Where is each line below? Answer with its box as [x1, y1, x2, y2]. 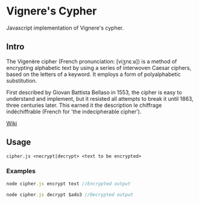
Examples [6, 167, 36, 176]
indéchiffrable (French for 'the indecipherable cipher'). [6, 107, 142, 115]
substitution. [6, 77, 37, 84]
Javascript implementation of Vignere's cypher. [6, 24, 124, 31]
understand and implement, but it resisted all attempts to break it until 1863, [6, 95, 194, 102]
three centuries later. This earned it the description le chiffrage [6, 101, 162, 109]
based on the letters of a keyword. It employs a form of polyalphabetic [6, 71, 181, 78]
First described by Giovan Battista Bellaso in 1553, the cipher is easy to [6, 89, 182, 96]
